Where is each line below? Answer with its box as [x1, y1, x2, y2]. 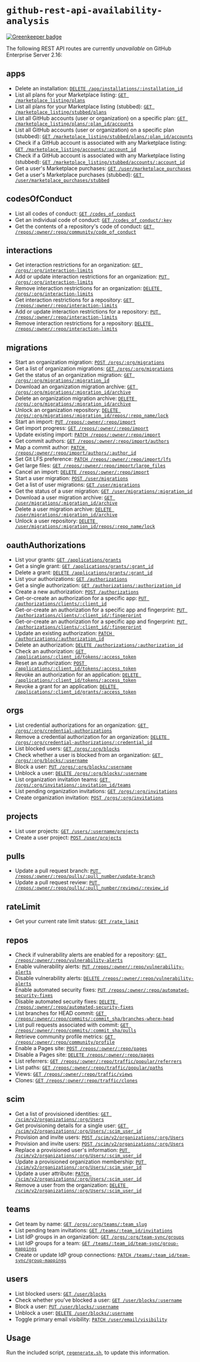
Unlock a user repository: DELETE [14, 518, 95, 525]
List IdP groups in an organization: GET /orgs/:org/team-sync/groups [14, 1233, 184, 1240]
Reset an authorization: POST [14, 659, 85, 667]
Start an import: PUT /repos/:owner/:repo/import [14, 418, 136, 425]
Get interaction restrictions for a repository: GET [14, 296, 132, 303]
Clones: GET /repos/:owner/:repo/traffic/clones [14, 1077, 138, 1084]
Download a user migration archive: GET [14, 494, 113, 501]
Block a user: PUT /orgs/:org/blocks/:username [14, 762, 133, 770]
